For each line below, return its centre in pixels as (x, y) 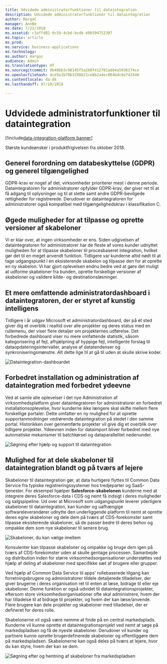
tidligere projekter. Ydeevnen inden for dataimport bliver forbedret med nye (82, 429)
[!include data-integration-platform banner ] (49, 137)
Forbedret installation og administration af (72, 378)
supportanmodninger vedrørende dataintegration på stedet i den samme (79, 418)
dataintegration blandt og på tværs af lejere (74, 468)
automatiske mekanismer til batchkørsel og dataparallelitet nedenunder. (79, 434)
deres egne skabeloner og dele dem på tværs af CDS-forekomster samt (79, 517)
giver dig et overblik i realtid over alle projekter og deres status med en (78, 326)
